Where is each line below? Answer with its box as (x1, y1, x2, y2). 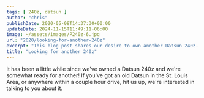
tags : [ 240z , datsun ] (6, 9, 67, 15)
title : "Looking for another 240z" (6, 49, 97, 55)
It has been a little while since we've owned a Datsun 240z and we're (6, 65, 181, 72)
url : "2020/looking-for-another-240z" (6, 37, 105, 43)
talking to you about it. (6, 85, 63, 92)
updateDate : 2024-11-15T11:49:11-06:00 (6, 26, 108, 32)
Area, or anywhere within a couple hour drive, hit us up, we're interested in (6, 78, 195, 85)
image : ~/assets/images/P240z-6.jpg (6, 32, 100, 38)
